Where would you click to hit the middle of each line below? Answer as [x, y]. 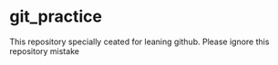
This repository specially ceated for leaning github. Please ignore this [139, 42]
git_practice [56, 17]
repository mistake [45, 51]
